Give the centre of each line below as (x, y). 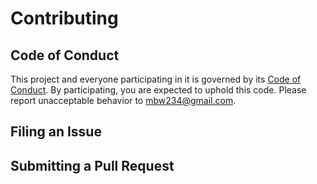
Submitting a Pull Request (92, 165)
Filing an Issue (56, 132)
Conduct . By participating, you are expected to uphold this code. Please (158, 90)
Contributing (64, 18)
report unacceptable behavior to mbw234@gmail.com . (123, 100)
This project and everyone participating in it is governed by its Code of (156, 79)
